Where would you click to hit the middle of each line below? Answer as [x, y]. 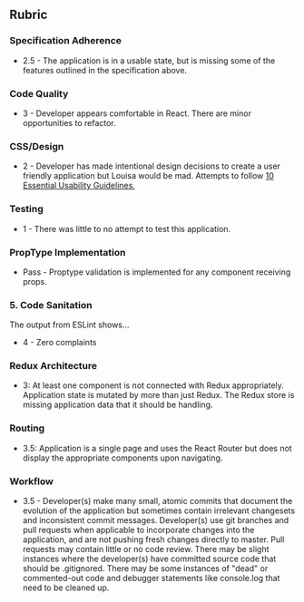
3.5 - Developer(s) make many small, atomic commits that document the [157, 501]
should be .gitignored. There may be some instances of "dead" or [145, 568]
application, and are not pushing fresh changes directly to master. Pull [153, 539]
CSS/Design [37, 146]
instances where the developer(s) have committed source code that [149, 559]
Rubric [29, 15]
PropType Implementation [68, 252]
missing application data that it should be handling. [118, 405]
